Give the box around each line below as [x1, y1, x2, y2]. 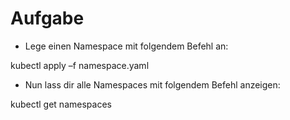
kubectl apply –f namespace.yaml [10, 59, 150, 71]
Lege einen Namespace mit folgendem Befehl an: [24, 40, 229, 52]
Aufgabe [10, 7, 85, 30]
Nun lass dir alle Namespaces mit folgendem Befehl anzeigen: [24, 78, 281, 91]
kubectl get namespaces [10, 98, 112, 110]
